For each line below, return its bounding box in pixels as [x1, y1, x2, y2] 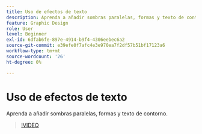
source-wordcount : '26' [6, 53, 66, 59]
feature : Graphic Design [6, 20, 69, 26]
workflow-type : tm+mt [6, 48, 61, 54]
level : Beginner [6, 31, 47, 37]
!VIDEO [20, 121, 39, 129]
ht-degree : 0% [6, 59, 42, 65]
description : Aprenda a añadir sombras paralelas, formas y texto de [6, 14, 185, 20]
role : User [6, 25, 34, 32]
